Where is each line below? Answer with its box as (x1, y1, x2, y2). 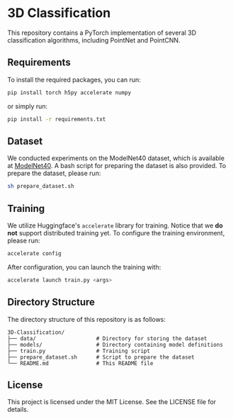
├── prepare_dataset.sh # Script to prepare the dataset (7, 353, 195, 361)
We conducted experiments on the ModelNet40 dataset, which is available (7, 154, 225, 162)
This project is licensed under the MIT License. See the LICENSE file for (7, 398, 217, 406)
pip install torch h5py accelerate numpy (7, 89, 132, 96)
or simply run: (7, 101, 48, 111)
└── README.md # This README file (7, 359, 154, 367)
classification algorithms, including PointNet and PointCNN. (7, 35, 181, 44)
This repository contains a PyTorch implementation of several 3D (7, 28, 197, 37)
